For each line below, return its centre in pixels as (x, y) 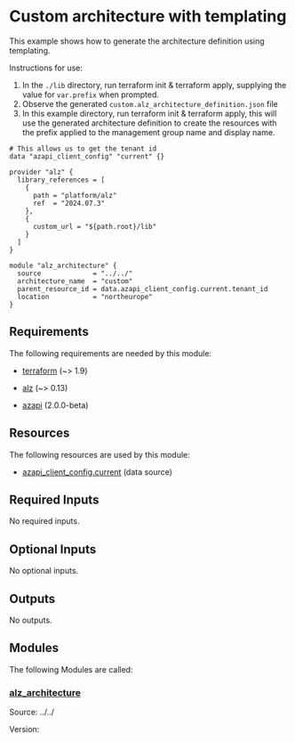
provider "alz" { (41, 172)
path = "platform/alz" (75, 195)
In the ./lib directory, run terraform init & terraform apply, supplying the (154, 85)
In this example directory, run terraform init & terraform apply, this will (149, 113)
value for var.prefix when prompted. (91, 94)
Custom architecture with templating (148, 16)
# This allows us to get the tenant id (83, 149)
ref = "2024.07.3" (68, 203)
